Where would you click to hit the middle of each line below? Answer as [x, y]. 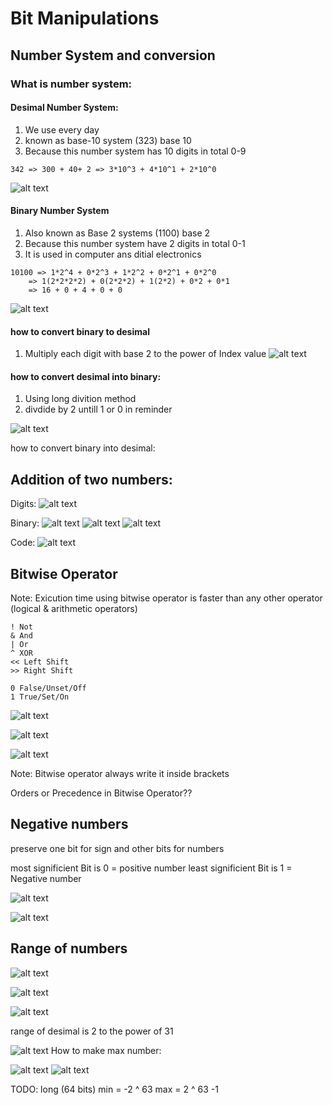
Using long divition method [80, 399]
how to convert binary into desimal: [83, 448]
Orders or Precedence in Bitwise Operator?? [101, 793]
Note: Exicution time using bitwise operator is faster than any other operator [166, 598]
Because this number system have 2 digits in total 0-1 [135, 243]
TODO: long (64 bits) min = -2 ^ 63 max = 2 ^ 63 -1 [114, 1089]
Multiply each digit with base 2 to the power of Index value [145, 354]
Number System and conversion [113, 55]
